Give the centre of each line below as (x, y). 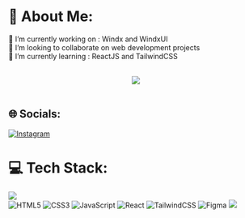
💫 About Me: (51, 17)
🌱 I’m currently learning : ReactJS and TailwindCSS (93, 56)
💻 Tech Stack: (58, 167)
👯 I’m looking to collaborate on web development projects (104, 47)
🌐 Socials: (35, 114)
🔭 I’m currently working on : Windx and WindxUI (88, 39)
